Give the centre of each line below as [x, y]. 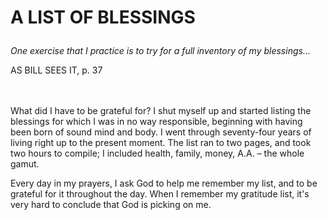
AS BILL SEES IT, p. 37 [56, 70]
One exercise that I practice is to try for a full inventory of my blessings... [160, 51]
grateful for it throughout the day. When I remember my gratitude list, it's [160, 194]
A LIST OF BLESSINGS [103, 17]
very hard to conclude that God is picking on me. [111, 205]
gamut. [25, 164]
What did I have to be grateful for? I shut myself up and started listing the [161, 111]
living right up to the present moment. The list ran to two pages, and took [161, 143]
